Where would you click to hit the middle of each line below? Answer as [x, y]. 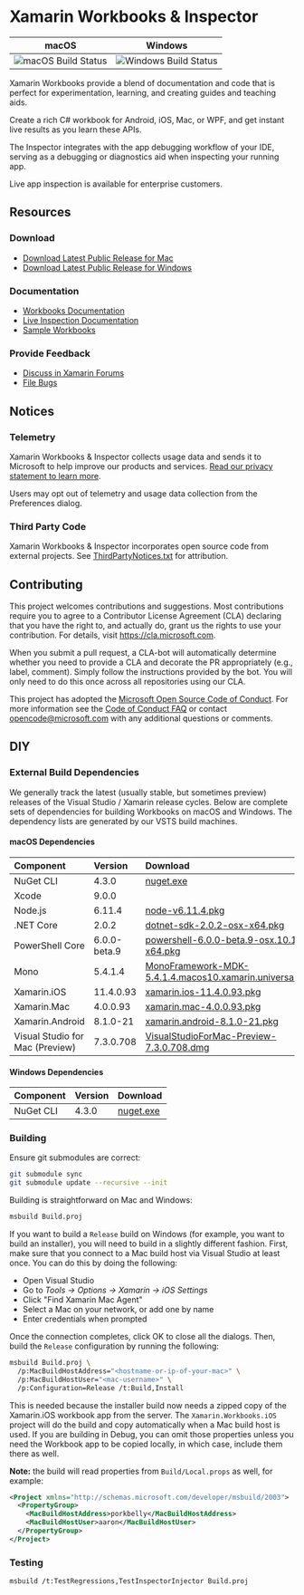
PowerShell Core [50, 946]
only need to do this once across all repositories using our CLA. [128, 682]
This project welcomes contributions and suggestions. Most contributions [147, 606]
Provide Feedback [50, 353]
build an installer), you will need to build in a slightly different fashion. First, [149, 1244]
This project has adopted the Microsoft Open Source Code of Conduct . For [149, 699]
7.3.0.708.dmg [177, 1047]
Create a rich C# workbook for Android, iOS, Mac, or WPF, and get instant [147, 120]
